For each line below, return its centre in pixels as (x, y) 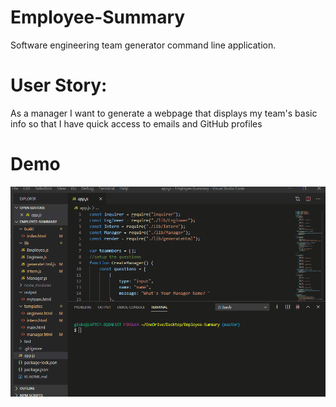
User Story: (59, 85)
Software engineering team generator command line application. (143, 45)
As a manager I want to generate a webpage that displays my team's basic (164, 113)
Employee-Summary (98, 17)
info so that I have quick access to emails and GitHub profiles (136, 123)
